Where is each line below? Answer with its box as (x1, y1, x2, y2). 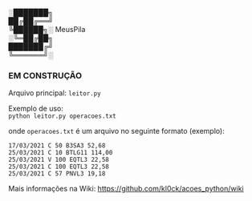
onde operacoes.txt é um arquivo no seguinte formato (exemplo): (8, 127, 225, 136)
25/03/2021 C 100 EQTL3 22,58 (8, 163, 110, 171)
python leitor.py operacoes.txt (8, 112, 116, 120)
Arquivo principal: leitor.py (8, 88, 102, 98)
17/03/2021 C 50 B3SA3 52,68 (8, 142, 106, 150)
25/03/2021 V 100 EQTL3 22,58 (8, 156, 110, 164)
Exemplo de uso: (8, 104, 64, 114)
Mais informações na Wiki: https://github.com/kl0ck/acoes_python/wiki (8, 184, 244, 194)
